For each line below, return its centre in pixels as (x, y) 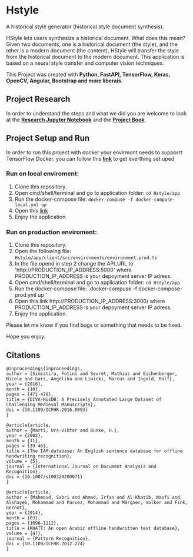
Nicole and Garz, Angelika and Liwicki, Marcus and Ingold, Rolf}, (91, 379)
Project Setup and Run (48, 138)
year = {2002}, (25, 435)
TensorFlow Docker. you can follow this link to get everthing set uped (90, 158)
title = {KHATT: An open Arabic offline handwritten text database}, (93, 528)
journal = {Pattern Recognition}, (49, 538)
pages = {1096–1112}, (33, 523)
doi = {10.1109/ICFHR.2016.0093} (47, 410)
